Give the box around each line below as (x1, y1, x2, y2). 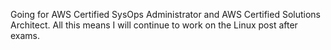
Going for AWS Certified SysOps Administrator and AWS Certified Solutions (10, 9, 322, 20)
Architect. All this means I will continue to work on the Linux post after (10, 19, 298, 31)
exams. (10, 30, 41, 41)
